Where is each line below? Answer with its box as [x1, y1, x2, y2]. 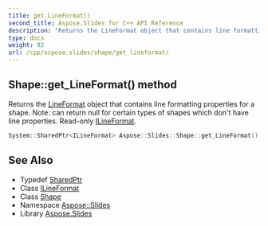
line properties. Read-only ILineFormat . [8, 116, 137, 126]
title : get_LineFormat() [8, 11, 91, 20]
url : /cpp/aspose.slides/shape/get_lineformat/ [8, 49, 170, 56]
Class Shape [19, 192, 61, 201]
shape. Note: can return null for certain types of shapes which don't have [8, 107, 249, 117]
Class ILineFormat [19, 183, 80, 193]
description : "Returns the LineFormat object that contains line [8, 26, 230, 34]
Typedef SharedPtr [19, 174, 83, 184]
